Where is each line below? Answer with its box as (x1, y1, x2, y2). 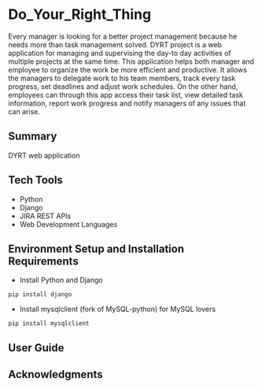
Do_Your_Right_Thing (8, 6, 152, 24)
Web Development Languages (19, 219, 118, 229)
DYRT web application (8, 150, 80, 160)
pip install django (8, 291, 72, 298)
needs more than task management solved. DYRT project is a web (8, 39, 223, 49)
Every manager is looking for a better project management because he (8, 31, 238, 41)
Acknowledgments (8, 368, 104, 381)
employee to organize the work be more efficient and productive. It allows (8, 65, 248, 74)
